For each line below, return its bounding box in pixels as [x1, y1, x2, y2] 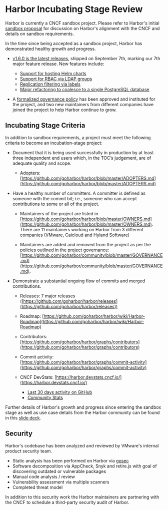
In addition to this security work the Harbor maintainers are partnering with [5, 494, 159, 500]
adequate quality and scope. [12, 160, 71, 166]
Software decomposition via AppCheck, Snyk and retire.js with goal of [12, 463, 157, 469]
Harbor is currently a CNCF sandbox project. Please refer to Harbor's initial [5, 20, 160, 26]
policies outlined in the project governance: [19, 247, 109, 253]
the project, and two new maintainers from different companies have [12, 101, 154, 107]
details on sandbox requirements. [5, 31, 74, 37]
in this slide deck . [5, 414, 41, 421]
